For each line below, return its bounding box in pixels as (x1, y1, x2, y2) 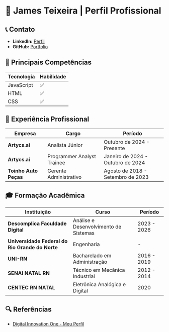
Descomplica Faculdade (8, 220, 67, 227)
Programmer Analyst (47, 153, 97, 160)
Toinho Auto (8, 167, 38, 174)
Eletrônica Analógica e (72, 281, 126, 288)
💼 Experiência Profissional (5, 115, 90, 124)
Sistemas (72, 230, 95, 237)
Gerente (47, 167, 67, 174)
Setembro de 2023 (104, 173, 149, 180)
